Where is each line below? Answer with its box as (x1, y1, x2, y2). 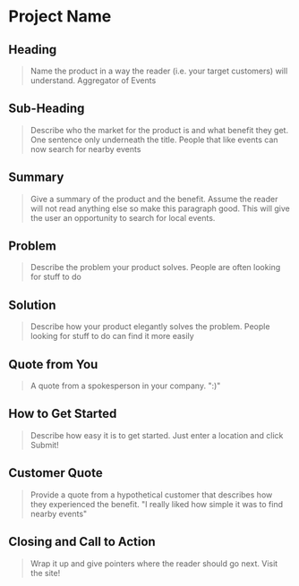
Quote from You (8, 356, 98, 372)
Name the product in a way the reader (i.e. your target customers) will (30, 65, 288, 76)
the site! (30, 567, 61, 578)
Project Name (8, 6, 112, 27)
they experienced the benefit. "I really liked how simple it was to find (30, 498, 284, 509)
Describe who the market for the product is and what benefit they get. (30, 124, 288, 135)
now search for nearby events (30, 143, 141, 154)
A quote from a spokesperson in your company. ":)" (30, 380, 221, 391)
